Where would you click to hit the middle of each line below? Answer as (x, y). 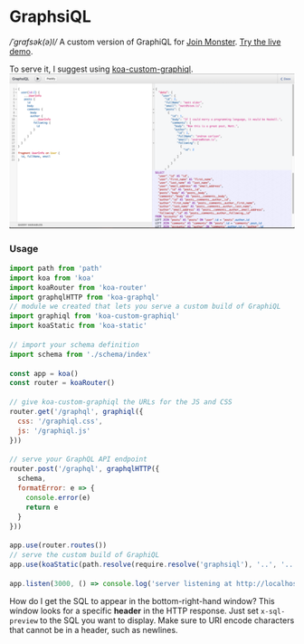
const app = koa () (44, 373)
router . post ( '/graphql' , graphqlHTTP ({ (85, 469)
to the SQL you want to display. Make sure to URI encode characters (167, 620)
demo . (21, 51)
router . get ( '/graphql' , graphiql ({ (76, 412)
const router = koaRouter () (62, 383)
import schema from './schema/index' (81, 354)
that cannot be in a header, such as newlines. (94, 630)
